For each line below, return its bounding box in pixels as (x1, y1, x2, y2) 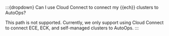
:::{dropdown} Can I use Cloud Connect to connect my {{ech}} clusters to (5, 5, 159, 10)
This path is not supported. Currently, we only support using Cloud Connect (5, 20, 164, 25)
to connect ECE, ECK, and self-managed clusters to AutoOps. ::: (5, 25, 139, 31)
